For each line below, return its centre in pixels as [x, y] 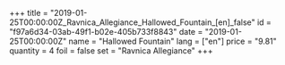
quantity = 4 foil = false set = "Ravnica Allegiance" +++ [111, 51]
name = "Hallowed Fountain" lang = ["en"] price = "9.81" [173, 41]
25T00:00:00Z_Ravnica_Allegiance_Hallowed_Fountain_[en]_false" [132, 22]
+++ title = [29, 13]
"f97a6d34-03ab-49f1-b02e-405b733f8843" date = [106, 32]
